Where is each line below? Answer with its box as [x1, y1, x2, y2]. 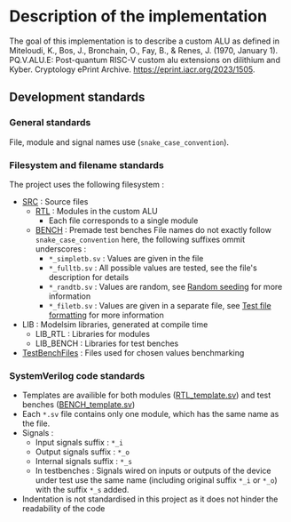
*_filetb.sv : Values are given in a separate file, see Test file [48, 300, 272, 310]
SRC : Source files [21, 196, 89, 206]
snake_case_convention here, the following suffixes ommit [35, 234, 246, 245]
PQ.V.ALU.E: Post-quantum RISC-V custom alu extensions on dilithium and [9, 54, 281, 65]
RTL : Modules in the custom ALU [35, 205, 158, 216]
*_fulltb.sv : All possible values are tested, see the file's [48, 262, 257, 273]
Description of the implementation [9, 6, 268, 27]
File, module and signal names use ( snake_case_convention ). [9, 136, 229, 148]
